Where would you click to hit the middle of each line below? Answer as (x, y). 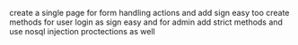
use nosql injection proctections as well (82, 31)
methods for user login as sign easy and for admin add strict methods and (146, 22)
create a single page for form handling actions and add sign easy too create (149, 13)
